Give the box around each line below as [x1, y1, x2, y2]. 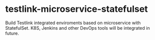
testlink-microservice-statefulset [5, 3, 148, 15]
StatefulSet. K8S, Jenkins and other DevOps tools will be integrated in [5, 25, 150, 31]
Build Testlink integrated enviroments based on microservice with [5, 20, 141, 26]
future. [5, 30, 19, 36]
